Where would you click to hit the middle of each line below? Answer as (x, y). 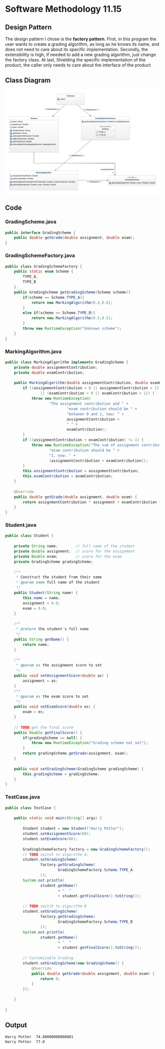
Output (16, 1025)
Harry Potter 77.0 (25, 1042)
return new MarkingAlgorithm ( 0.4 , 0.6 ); (72, 303)
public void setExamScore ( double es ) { (55, 707)
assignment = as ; (40, 681)
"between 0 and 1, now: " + (95, 414)
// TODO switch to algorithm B (55, 906)
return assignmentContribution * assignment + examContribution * (92, 502)
